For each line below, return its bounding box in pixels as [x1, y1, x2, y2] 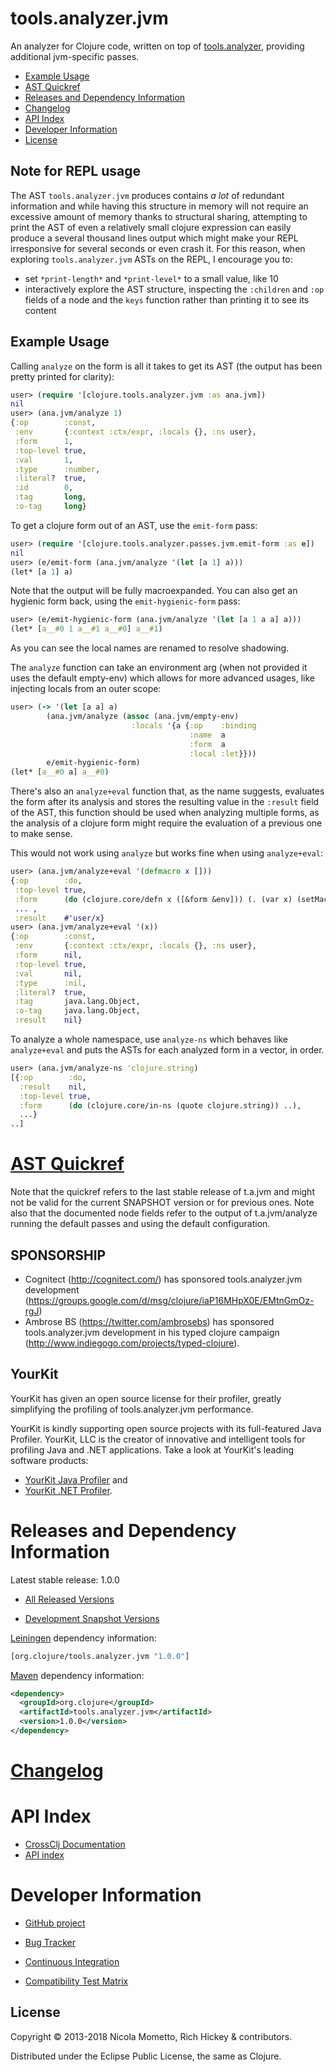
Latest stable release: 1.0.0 [10, 1573, 120, 1586]
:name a [189, 730, 226, 740]
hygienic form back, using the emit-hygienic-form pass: [10, 595, 241, 607]
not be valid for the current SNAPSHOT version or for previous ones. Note [10, 1197, 315, 1209]
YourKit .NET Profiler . [24, 1484, 113, 1496]
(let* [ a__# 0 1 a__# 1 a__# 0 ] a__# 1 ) [10, 624, 163, 634]
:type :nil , [14, 978, 87, 988]
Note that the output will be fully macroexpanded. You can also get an [10, 585, 298, 597]
